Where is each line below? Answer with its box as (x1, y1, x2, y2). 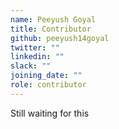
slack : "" (10, 61, 52, 71)
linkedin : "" (10, 52, 65, 62)
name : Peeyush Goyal (10, 14, 97, 25)
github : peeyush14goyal (10, 33, 110, 43)
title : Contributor (10, 24, 92, 34)
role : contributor (10, 80, 87, 90)
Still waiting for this (10, 107, 90, 119)
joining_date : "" (10, 71, 83, 81)
